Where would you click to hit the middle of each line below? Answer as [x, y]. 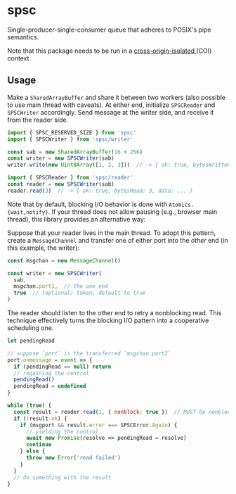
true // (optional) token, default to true [80, 293]
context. [19, 58]
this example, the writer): [43, 248]
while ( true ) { [29, 405]
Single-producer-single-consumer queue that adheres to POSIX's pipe [109, 30]
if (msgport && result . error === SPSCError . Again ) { [99, 425]
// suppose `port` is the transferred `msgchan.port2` [89, 353]
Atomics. [181, 205]
